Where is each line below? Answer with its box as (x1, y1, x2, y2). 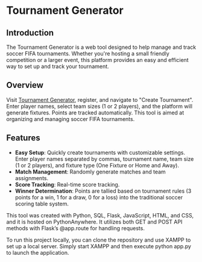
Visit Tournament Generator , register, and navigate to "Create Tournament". (6, 96, 194, 103)
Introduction (6, 28, 54, 38)
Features (6, 133, 40, 143)
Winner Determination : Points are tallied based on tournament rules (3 (14, 187, 192, 195)
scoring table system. (14, 200, 69, 207)
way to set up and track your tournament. (6, 63, 110, 70)
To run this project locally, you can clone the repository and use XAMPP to (6, 236, 191, 243)
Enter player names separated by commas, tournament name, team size (14, 155, 194, 163)
